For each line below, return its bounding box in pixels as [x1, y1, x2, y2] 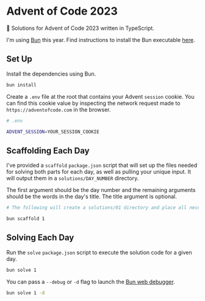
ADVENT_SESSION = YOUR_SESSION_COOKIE [6, 129, 99, 135]
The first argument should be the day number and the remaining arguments [6, 186, 196, 194]
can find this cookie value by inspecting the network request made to [6, 99, 181, 107]
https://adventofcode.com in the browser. [6, 105, 111, 113]
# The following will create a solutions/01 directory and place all [6, 205, 187, 211]
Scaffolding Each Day [6, 145, 90, 156]
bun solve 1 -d [6, 289, 45, 296]
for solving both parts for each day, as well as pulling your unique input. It [6, 168, 191, 175]
